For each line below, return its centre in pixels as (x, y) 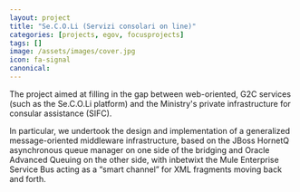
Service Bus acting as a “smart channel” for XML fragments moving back (146, 169)
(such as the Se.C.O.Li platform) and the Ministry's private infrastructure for (150, 103)
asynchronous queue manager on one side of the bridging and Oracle (140, 149)
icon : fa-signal (40, 60)
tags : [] (26, 43)
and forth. (28, 178)
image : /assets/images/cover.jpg (73, 52)
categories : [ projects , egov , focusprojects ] (97, 34)
